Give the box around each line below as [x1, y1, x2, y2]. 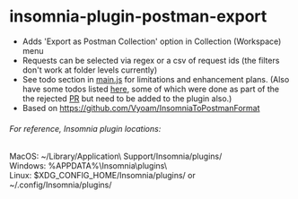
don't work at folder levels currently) [22, 65, 158, 75]
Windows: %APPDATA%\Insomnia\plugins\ [9, 160, 168, 171]
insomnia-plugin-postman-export [9, 6, 267, 27]
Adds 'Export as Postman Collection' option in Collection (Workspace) [22, 36, 282, 47]
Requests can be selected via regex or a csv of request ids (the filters [22, 55, 280, 65]
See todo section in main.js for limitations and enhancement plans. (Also [22, 74, 290, 84]
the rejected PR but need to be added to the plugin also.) [22, 92, 232, 104]
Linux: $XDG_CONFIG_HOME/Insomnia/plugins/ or [9, 170, 196, 181]
